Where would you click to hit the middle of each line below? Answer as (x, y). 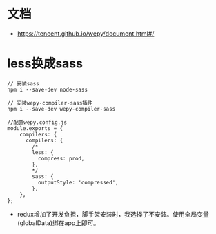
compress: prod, (61, 158)
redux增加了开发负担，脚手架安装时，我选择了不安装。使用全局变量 (113, 214)
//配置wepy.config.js (37, 122)
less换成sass (45, 64)
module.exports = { (35, 128)
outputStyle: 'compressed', (78, 182)
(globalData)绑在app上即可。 (58, 223)
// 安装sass (23, 83)
